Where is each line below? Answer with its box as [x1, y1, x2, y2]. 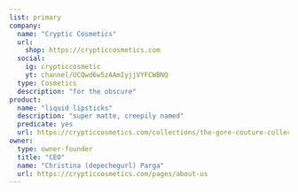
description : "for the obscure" [17, 87, 137, 96]
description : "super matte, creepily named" [17, 111, 184, 120]
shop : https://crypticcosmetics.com [25, 46, 161, 55]
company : [9, 21, 42, 30]
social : [17, 54, 46, 63]
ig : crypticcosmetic [25, 63, 101, 72]
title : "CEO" [17, 152, 66, 162]
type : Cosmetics [17, 79, 77, 88]
